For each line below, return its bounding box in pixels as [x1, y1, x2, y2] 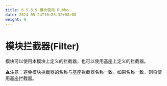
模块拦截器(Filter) [5, 40, 80, 52]
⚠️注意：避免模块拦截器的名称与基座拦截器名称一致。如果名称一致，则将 [5, 69, 158, 75]
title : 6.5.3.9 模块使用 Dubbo [5, 7, 69, 13]
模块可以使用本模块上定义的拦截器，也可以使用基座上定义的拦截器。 [5, 58, 149, 64]
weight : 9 [5, 17, 27, 22]
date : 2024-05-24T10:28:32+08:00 [5, 12, 77, 17]
